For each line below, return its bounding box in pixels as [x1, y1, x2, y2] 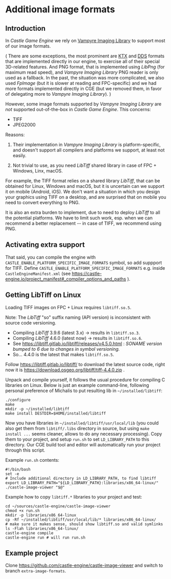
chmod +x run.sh [5, 508, 40, 513]
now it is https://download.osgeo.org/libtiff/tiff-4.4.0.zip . [5, 367, 125, 373]
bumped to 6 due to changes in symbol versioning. [12, 346, 120, 352]
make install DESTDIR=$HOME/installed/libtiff [5, 411, 106, 416]
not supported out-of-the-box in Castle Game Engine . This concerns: [5, 106, 151, 112]
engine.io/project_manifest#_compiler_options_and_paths [5, 275, 127, 282]
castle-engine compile [5, 530, 54, 535]
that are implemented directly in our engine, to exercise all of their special [5, 58, 160, 65]
